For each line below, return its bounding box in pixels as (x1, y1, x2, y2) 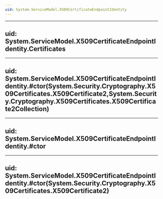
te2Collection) (5, 105, 49, 113)
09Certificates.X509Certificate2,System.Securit (5, 89, 157, 98)
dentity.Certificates (5, 45, 66, 53)
